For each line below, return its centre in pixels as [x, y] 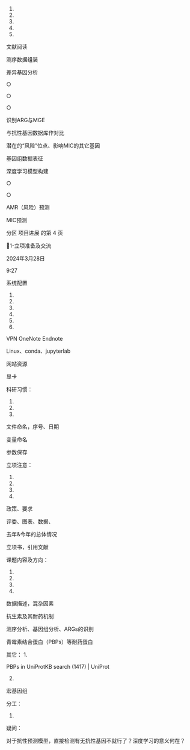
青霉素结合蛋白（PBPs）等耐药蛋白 [50, 642]
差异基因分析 [22, 72]
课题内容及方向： [27, 560]
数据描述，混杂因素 [30, 603]
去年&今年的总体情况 [32, 534]
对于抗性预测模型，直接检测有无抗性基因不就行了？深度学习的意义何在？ [96, 741]
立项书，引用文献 [27, 547]
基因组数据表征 [25, 158]
